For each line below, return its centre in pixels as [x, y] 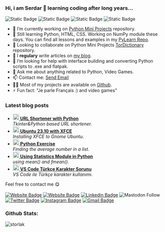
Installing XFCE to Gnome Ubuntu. [48, 136]
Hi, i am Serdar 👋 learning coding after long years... [69, 8]
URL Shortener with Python [49, 118]
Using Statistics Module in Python [56, 156]
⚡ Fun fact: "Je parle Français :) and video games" [65, 90]
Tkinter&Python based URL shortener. [52, 124]
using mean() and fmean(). [41, 162]
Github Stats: [22, 213]
